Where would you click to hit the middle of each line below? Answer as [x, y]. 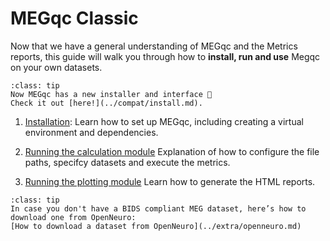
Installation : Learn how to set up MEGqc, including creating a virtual [164, 121]
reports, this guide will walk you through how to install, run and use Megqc [165, 56]
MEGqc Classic [74, 18]
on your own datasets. [56, 67]
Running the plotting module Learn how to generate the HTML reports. [170, 181]
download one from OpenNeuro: [73, 217]
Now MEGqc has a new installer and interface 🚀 [111, 94]
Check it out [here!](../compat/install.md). [106, 103]
